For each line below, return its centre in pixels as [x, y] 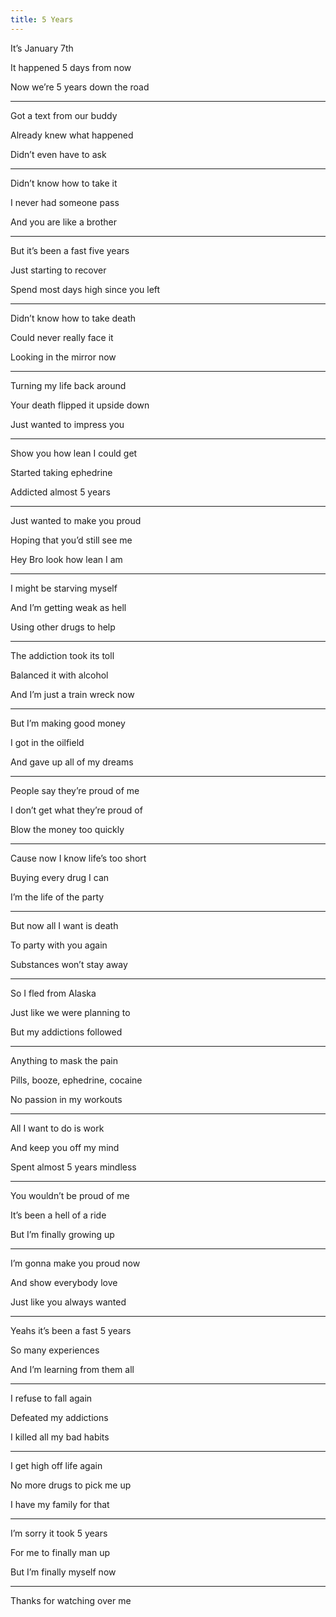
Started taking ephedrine [61, 472]
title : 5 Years [42, 19]
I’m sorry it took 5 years [59, 1533]
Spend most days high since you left [85, 289]
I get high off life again [56, 1465]
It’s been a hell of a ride [58, 1215]
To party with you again [59, 945]
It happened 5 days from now [71, 67]
